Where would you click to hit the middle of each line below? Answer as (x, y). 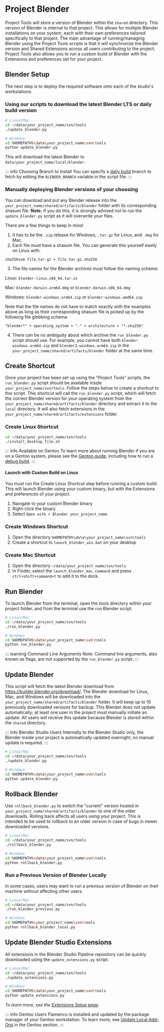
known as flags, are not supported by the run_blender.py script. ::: (72, 659)
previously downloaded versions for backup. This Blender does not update (80, 707)
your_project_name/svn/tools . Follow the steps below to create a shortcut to (82, 388)
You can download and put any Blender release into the (61, 200)
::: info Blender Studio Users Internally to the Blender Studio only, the (74, 732)
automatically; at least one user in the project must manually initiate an (76, 713)
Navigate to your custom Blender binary (52, 503)
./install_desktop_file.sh (33, 442)
